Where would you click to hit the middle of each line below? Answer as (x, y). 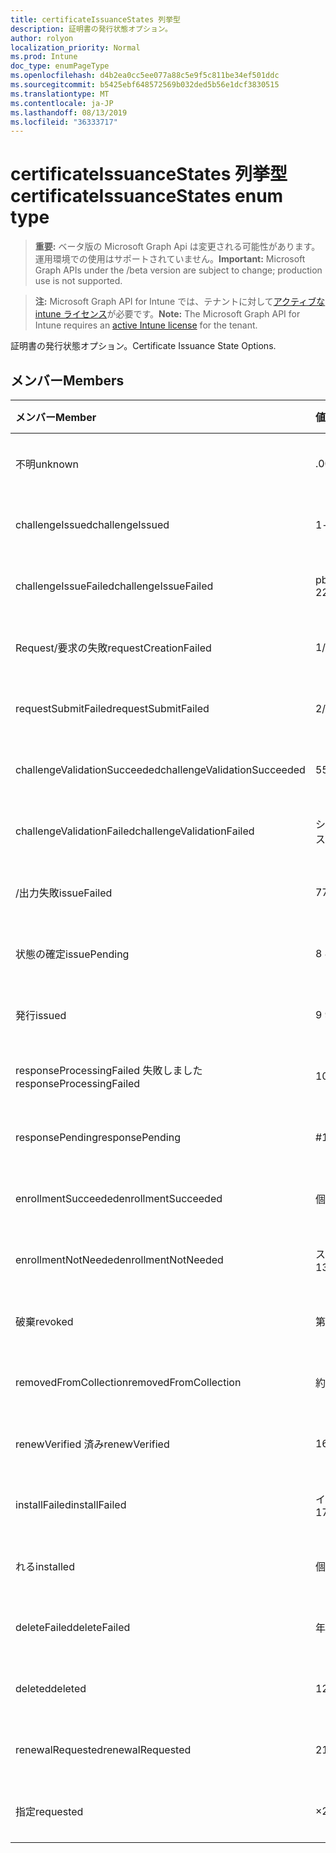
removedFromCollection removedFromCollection (128, 1382)
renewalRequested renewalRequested (103, 1749)
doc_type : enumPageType (60, 66)
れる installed (45, 1566)
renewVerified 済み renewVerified (92, 1444)
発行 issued (41, 1015)
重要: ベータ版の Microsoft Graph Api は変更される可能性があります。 (177, 247)
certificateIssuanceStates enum (147, 196)
